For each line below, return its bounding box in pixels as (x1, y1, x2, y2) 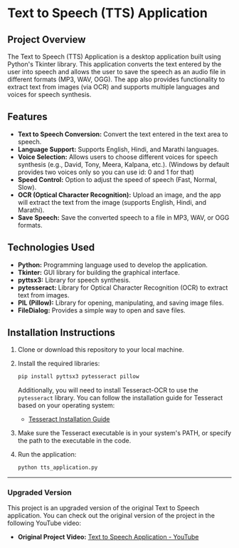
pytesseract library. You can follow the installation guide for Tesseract (17, 394, 223, 402)
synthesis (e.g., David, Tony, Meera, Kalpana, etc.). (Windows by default (17, 160, 230, 168)
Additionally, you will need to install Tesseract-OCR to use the (17, 386, 198, 395)
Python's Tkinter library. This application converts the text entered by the (7, 60, 222, 68)
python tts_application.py (17, 464, 98, 472)
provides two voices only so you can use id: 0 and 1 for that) (17, 168, 194, 176)
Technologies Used (7, 241, 95, 254)
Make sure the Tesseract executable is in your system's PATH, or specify (17, 429, 232, 437)
